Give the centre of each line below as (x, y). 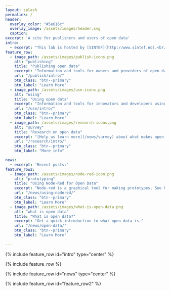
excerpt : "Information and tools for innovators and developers (83, 104)
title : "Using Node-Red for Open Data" (56, 183)
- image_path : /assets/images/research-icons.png (63, 123)
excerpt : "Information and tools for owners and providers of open (87, 71)
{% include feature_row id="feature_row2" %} (53, 283)
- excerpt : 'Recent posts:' (39, 165)
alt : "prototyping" (35, 179)
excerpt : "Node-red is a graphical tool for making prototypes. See (88, 188)
